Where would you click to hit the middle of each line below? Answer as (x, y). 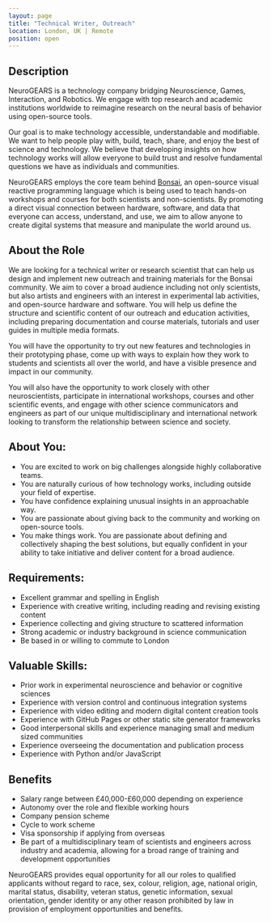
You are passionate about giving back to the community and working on (140, 518)
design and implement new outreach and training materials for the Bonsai (131, 278)
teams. (32, 475)
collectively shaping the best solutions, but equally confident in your (134, 543)
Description (38, 71)
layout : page (30, 16)
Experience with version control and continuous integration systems (133, 702)
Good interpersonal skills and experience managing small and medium (137, 728)
